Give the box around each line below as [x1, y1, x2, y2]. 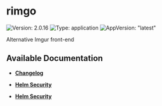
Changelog [14, 69, 44, 76]
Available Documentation [6, 53, 104, 64]
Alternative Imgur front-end [6, 36, 74, 43]
